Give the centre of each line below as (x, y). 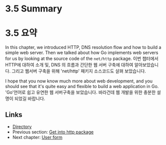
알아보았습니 (146, 65)
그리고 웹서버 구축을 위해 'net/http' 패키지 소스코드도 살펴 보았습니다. (79, 71)
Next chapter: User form (37, 137)
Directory (22, 126)
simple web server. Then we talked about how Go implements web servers (82, 52)
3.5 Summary (34, 9)
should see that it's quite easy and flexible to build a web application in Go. (82, 86)
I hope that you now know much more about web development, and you (79, 81)
